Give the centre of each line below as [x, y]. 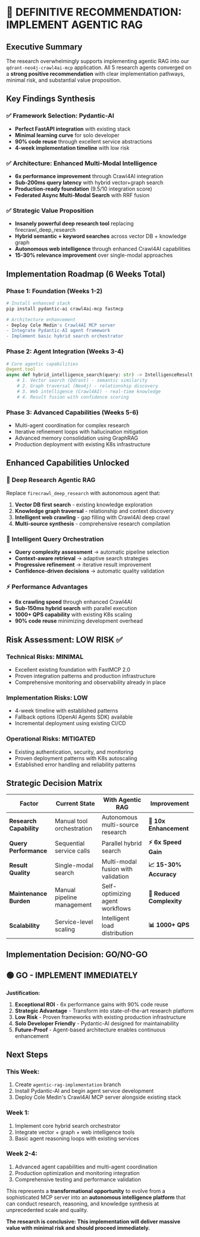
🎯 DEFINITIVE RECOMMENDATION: [94, 12]
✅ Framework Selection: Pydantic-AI [60, 116]
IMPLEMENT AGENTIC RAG [74, 25]
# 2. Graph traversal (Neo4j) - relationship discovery [88, 386]
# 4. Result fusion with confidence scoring [73, 397]
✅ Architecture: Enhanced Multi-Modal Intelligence [82, 163]
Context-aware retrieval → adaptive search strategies [82, 558]
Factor [29, 804]
